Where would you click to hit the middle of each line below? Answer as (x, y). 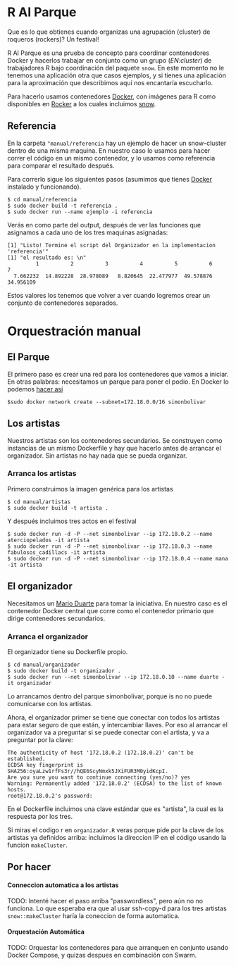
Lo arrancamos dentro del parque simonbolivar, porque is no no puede (110, 696)
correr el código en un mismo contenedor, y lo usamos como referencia (111, 158)
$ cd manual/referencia (42, 199)
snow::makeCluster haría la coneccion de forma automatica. (93, 915)
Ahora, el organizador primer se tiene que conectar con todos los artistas (114, 717)
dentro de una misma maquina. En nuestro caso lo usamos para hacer (109, 150)
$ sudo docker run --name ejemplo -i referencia (80, 212)
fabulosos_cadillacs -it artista (56, 552)
